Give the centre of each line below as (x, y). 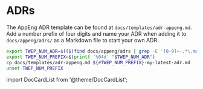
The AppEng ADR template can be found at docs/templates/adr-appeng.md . (99, 27)
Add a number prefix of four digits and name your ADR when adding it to (96, 33)
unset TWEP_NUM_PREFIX (35, 68)
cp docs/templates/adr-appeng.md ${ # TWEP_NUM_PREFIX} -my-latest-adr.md (98, 62)
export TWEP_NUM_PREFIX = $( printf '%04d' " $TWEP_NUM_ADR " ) (81, 57)
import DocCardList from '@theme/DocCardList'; (67, 80)
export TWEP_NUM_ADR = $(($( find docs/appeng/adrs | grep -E (82, 51)
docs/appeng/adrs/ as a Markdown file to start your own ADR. (82, 40)
